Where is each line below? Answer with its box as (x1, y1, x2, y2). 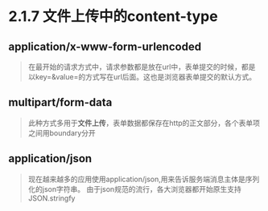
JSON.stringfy (27, 193, 76, 203)
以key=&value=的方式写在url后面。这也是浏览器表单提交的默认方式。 (27, 72, 257, 81)
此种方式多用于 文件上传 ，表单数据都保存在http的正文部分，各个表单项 (27, 118, 260, 128)
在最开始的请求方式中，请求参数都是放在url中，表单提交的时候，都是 (27, 62, 256, 71)
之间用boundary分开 (27, 128, 97, 137)
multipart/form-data (8, 95, 113, 109)
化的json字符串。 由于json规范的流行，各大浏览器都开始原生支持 (27, 184, 241, 193)
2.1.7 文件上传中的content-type (8, 7, 219, 26)
